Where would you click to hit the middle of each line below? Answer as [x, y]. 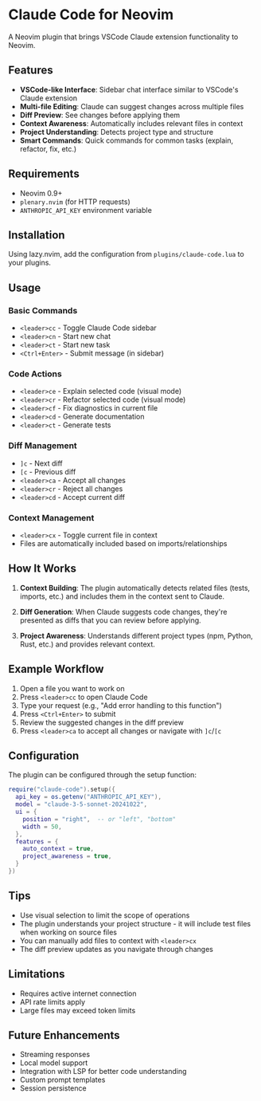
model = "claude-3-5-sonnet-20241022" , [82, 804]
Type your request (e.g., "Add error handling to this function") [121, 705]
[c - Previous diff [48, 471]
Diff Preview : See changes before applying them [100, 115]
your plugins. [30, 263]
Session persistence [53, 1088]
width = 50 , [42, 827]
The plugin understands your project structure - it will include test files [135, 923]
